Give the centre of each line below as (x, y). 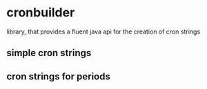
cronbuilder (41, 13)
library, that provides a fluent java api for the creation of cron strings (103, 31)
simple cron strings (49, 53)
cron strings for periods (59, 76)
